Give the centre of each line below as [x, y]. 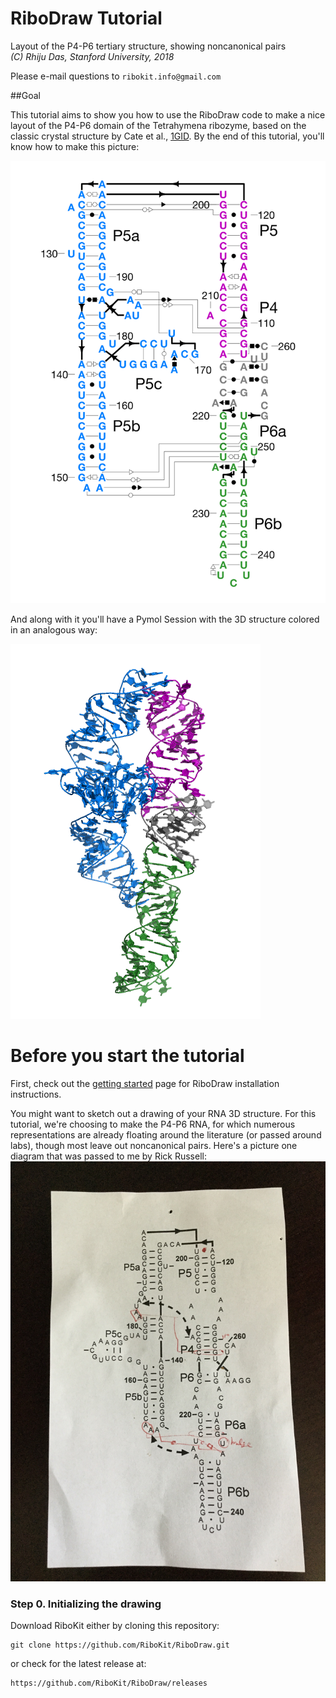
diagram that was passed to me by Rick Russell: [108, 1156]
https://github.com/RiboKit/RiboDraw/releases [109, 1683]
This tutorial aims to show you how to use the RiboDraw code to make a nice [168, 114]
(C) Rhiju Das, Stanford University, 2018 [92, 56]
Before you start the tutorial [127, 1056]
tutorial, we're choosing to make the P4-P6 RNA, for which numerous [153, 1124]
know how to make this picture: [75, 146]
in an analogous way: [54, 630]
